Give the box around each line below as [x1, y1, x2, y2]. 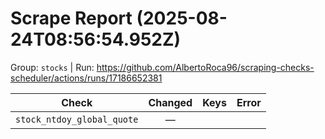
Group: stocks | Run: [10, 61, 95, 73]
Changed [148, 95, 193, 109]
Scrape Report [10, 7, 133, 30]
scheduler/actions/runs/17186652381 [10, 72, 163, 84]
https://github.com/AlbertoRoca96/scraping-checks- [96, 61, 315, 73]
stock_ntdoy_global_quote [15, 113, 139, 125]
